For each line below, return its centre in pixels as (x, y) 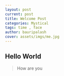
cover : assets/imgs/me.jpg (32, 37)
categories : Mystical (27, 23)
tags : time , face (24, 28)
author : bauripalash (26, 32)
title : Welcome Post (26, 19)
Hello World (23, 57)
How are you (30, 68)
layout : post (18, 9)
